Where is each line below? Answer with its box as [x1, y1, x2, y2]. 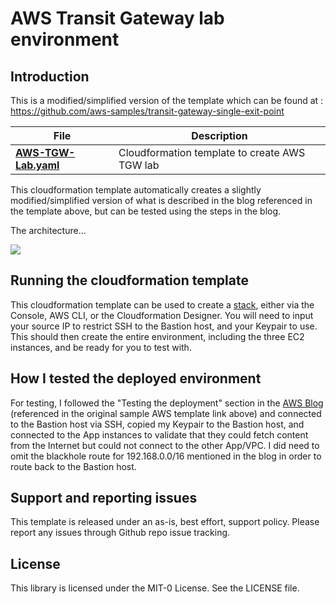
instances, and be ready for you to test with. [10, 341, 192, 353]
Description [191, 129, 248, 142]
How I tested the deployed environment [10, 370, 262, 387]
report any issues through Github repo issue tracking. [10, 527, 231, 539]
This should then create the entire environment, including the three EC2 [10, 330, 305, 342]
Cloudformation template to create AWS [118, 146, 306, 159]
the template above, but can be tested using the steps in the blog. [10, 205, 282, 217]
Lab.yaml [15, 158, 60, 172]
